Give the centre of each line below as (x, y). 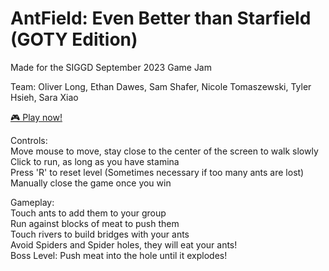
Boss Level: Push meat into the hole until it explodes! (119, 255)
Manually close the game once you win (91, 183)
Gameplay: (32, 202)
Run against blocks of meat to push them (95, 223)
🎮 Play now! (36, 117)
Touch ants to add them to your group (88, 213)
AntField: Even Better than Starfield (161, 18)
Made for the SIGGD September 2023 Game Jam (111, 67)
